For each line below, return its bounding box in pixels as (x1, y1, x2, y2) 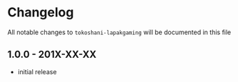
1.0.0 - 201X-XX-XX (7, 48, 97, 61)
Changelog (7, 4, 74, 21)
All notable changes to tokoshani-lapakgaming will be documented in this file (7, 28, 232, 36)
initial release (17, 67, 57, 76)
